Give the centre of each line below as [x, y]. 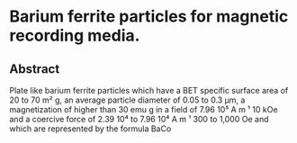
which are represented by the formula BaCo [90, 129]
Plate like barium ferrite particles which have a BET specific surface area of [149, 90]
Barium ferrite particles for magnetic [149, 17]
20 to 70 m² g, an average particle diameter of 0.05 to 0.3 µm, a [127, 100]
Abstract [35, 69]
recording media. [75, 36]
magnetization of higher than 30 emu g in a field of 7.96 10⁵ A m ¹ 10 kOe [144, 109]
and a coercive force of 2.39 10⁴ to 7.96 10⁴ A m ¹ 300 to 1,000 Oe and [139, 119]
